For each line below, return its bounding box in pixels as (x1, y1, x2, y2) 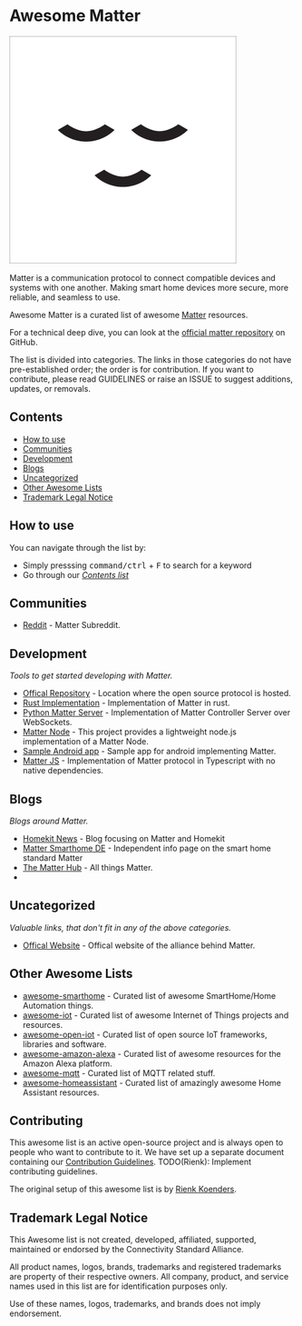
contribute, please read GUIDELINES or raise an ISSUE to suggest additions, (9, 374, 293, 384)
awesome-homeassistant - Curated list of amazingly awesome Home (22, 1077, 281, 1088)
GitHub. (9, 336, 38, 347)
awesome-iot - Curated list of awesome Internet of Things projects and (22, 1010, 289, 1021)
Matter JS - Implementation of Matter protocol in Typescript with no (22, 755, 276, 766)
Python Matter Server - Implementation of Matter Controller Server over (22, 707, 291, 718)
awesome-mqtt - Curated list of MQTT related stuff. (22, 1067, 216, 1078)
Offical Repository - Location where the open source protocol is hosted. (22, 688, 292, 699)
